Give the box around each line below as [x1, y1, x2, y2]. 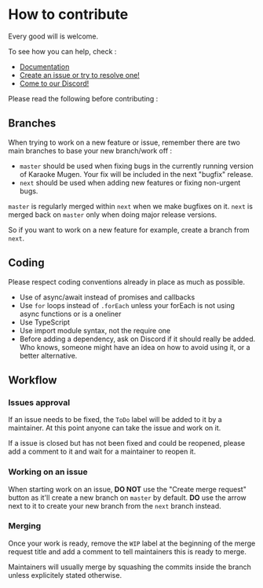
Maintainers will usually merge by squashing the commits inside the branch [8, 562, 251, 571]
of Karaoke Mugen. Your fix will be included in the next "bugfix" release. [19, 169, 254, 178]
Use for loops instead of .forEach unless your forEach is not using [19, 300, 236, 310]
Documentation [19, 61, 70, 72]
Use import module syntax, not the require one [19, 325, 171, 335]
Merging [8, 520, 42, 531]
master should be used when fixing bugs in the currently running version [19, 161, 254, 171]
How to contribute [8, 6, 129, 24]
